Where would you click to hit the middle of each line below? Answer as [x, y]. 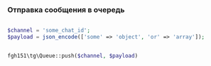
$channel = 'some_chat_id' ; [49, 31]
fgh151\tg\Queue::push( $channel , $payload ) [73, 56]
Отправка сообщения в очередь [66, 10]
